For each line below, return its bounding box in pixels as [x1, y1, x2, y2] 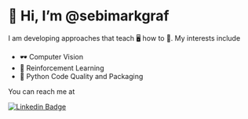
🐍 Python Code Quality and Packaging [19, 71, 144, 81]
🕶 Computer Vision [19, 52, 84, 61]
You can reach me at [8, 86, 75, 96]
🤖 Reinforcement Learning [19, 63, 104, 73]
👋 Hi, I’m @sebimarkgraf [8, 7, 170, 25]
